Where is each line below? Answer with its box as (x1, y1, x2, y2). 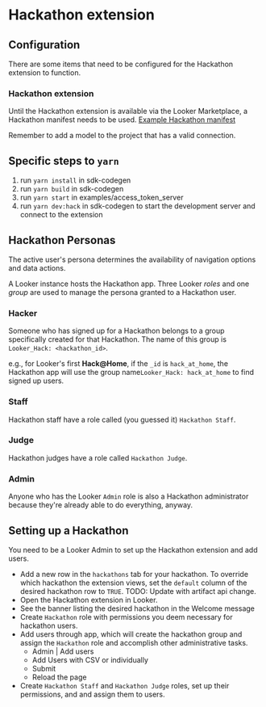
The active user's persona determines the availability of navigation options (8, 255, 256, 264)
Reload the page (31, 672, 87, 682)
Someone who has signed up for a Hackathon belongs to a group (8, 326, 225, 336)
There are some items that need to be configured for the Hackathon (8, 59, 234, 69)
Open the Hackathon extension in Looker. (19, 595, 158, 604)
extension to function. (8, 68, 81, 78)
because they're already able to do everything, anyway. (8, 500, 193, 510)
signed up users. (8, 376, 64, 385)
